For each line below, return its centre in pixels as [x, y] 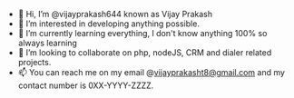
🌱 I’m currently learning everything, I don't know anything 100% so [142, 33]
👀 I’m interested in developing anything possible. [108, 24]
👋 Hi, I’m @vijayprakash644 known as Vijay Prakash [115, 14]
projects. [34, 62]
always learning [47, 43]
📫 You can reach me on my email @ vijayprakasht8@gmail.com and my [152, 72]
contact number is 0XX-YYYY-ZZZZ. [86, 85]
